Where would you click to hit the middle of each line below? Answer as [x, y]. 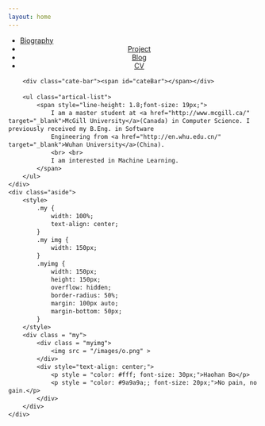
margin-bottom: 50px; [86, 311]
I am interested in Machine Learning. [115, 160]
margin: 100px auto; [84, 303]
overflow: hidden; [81, 287]
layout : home [30, 17]
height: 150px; [76, 279]
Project [139, 48]
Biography [36, 40]
